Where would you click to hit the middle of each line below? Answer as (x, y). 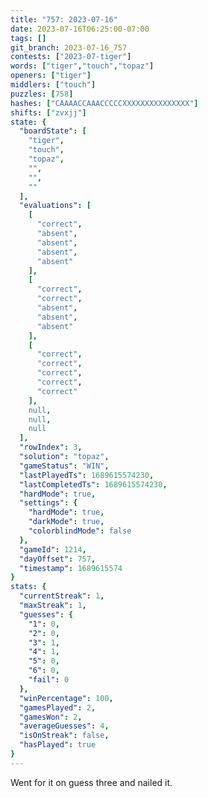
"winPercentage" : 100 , (66, 698)
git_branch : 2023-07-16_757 (69, 47)
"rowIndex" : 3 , (51, 447)
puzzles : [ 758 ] (42, 94)
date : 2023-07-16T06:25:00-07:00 (80, 29)
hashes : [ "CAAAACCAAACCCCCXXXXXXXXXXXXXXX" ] (104, 103)
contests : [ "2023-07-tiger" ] (71, 57)
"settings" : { (48, 503)
